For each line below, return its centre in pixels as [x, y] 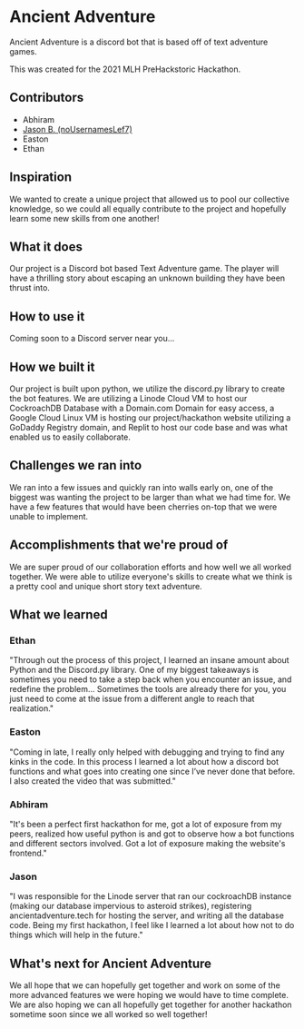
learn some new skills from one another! [84, 218]
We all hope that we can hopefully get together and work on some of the [145, 985]
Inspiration [41, 178]
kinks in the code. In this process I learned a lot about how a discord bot [144, 761]
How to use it [47, 317]
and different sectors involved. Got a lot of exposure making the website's [147, 843]
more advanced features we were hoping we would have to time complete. [149, 995]
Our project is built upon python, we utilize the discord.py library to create [147, 389]
